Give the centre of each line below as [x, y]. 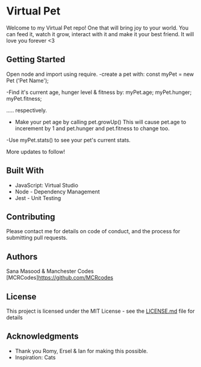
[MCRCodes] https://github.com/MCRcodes [60, 278]
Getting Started [36, 59]
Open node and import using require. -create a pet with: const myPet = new [100, 74]
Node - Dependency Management [57, 192]
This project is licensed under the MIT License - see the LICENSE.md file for [100, 311]
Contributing [31, 217]
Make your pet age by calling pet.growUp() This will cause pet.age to [100, 122]
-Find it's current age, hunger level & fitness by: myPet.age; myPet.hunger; [99, 92]
